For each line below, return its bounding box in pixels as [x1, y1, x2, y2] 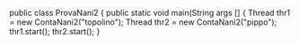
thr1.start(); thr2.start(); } [9, 26, 101, 36]
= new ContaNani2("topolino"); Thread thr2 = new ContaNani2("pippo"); [9, 17, 277, 27]
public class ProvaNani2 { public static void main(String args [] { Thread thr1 [9, 8, 290, 18]
